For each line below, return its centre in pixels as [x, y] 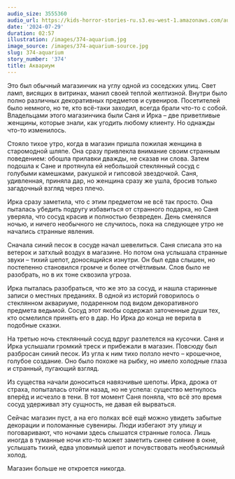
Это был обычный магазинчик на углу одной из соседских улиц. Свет [112, 85]
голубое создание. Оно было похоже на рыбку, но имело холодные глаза [117, 361]
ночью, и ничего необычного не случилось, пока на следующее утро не [115, 223]
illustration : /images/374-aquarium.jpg [67, 40]
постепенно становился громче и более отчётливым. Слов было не [109, 267]
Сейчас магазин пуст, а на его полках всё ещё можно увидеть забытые [114, 418]
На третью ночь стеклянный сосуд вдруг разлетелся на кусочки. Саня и [116, 339]
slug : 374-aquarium [36, 53]
